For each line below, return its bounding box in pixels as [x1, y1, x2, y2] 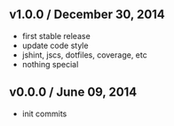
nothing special [21, 59, 79, 69]
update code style [21, 40, 89, 51]
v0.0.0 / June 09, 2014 [9, 84, 138, 100]
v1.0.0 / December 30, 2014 [9, 7, 166, 22]
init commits [21, 108, 67, 119]
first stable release [21, 30, 91, 41]
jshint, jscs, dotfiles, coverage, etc [21, 49, 148, 60]
